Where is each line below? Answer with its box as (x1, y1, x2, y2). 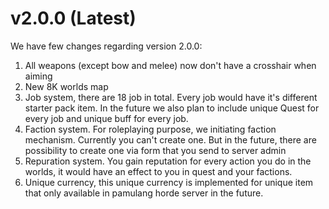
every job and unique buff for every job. (24, 112, 189, 124)
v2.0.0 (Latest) (10, 7, 137, 30)
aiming (24, 70, 53, 82)
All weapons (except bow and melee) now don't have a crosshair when (24, 59, 317, 71)
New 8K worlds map (24, 80, 109, 92)
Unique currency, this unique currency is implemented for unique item (24, 176, 314, 188)
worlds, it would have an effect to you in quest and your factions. (24, 165, 293, 177)
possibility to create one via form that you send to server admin (24, 144, 287, 156)
